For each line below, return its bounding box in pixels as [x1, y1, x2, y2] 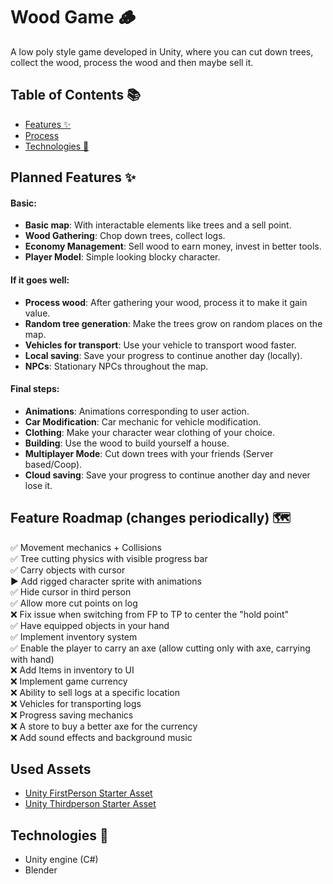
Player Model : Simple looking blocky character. [24, 251, 221, 263]
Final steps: [10, 383, 60, 395]
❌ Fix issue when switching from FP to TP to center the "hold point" [10, 608, 290, 620]
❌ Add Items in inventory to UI [10, 664, 135, 676]
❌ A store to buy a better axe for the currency [10, 720, 198, 732]
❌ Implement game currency [10, 675, 128, 687]
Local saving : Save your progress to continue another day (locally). [24, 349, 303, 361]
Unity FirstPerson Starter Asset [24, 787, 153, 799]
